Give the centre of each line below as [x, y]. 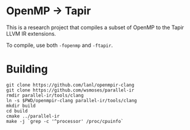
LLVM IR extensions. [31, 33]
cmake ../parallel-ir [33, 116]
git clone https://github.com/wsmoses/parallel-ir [70, 90]
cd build [17, 111]
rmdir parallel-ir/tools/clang [45, 95]
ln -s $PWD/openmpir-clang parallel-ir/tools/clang [71, 100]
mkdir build [21, 106]
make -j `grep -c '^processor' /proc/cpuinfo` [65, 121]
